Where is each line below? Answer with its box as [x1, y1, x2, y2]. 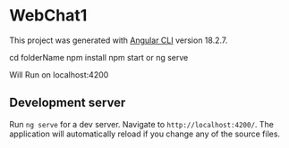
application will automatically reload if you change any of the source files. [9, 128, 280, 139]
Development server [9, 95, 126, 111]
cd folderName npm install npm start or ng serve [9, 52, 189, 62]
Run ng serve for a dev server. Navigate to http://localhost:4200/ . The [9, 119, 275, 129]
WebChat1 [9, 5, 88, 26]
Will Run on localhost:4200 [9, 69, 109, 80]
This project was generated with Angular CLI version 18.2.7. [9, 35, 228, 45]
